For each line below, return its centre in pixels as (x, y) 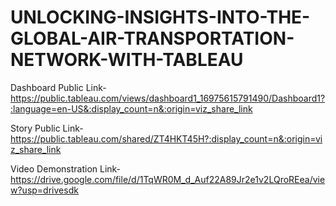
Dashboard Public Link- (58, 87)
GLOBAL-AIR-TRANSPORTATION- (152, 38)
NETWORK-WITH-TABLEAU (127, 60)
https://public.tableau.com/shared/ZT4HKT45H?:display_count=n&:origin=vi (166, 138)
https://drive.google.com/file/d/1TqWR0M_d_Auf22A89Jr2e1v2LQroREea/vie (168, 179)
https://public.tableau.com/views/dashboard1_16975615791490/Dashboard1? (168, 98)
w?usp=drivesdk (44, 190)
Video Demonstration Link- (66, 168)
